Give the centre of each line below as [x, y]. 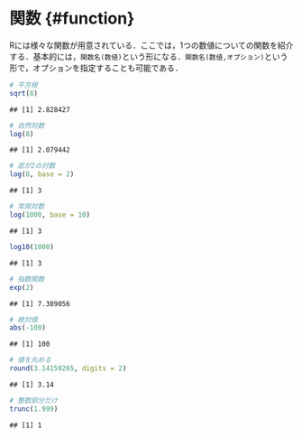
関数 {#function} [72, 19]
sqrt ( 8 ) [24, 93]
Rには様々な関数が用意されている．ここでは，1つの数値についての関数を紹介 [151, 45]
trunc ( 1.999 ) [34, 409]
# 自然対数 [27, 126]
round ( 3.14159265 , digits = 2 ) [68, 368]
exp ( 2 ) [22, 287]
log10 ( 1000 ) [32, 247]
